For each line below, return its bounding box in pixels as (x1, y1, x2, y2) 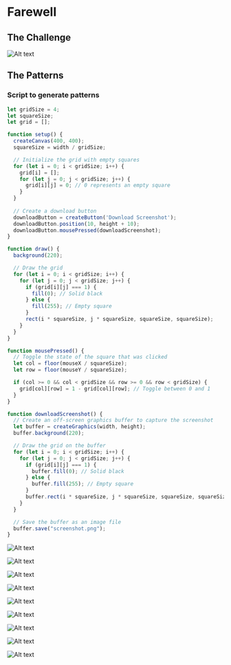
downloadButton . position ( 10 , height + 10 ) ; (13, 220, 140, 227)
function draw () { (7, 246, 60, 253)
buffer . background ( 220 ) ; (13, 430, 85, 437)
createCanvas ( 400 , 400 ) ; (13, 138, 85, 145)
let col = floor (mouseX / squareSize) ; (13, 360, 128, 367)
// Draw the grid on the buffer (13, 442, 107, 450)
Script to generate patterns (7, 90, 100, 100)
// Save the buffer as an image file (13, 518, 122, 525)
